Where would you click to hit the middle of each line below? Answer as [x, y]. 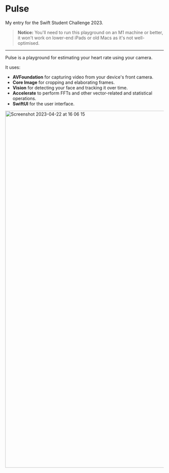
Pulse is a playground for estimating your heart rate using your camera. [79, 57]
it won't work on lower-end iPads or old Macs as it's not [75, 38]
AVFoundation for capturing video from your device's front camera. [83, 77]
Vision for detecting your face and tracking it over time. [70, 87]
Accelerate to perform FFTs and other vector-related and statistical [82, 93]
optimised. [28, 43]
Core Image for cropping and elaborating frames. [63, 82]
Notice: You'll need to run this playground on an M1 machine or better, [90, 32]
